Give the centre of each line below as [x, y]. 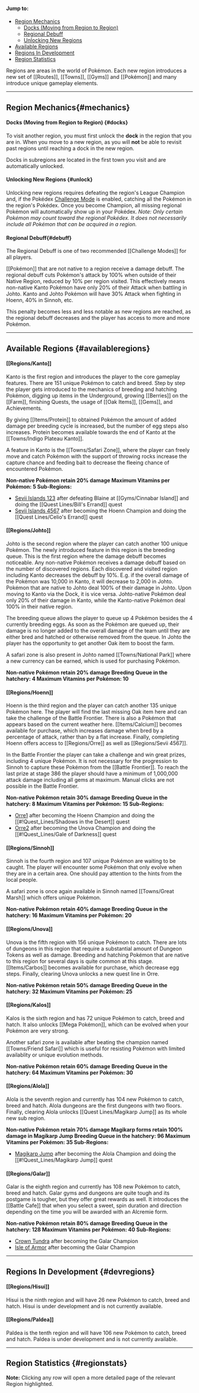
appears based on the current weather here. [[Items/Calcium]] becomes [94, 724]
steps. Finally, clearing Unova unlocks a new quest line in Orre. [83, 974]
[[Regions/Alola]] [28, 1086]
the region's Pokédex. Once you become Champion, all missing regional [94, 205]
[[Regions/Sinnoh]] [30, 848]
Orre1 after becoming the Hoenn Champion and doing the [85, 816]
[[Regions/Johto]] [28, 531]
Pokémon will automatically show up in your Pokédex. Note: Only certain [94, 211]
